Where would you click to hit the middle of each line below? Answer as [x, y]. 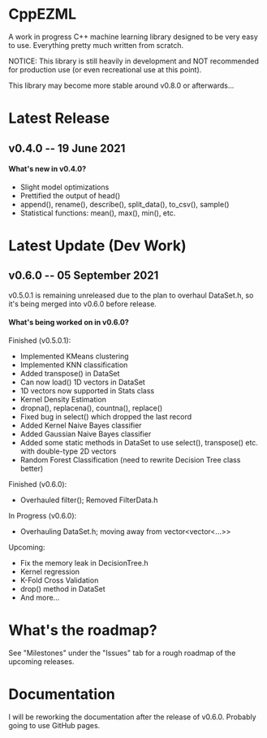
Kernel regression [50, 571]
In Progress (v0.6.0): [43, 515]
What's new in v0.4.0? [47, 169]
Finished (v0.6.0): [38, 484]
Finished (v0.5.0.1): [40, 340]
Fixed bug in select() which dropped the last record [106, 416]
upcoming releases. [41, 661]
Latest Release [59, 118]
